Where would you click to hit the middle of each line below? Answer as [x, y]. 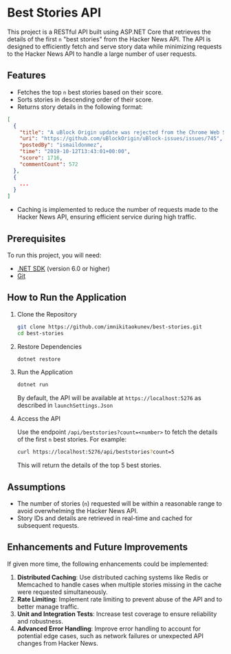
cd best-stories [40, 333]
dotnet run [33, 385]
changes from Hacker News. [57, 643]
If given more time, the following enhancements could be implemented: [108, 564]
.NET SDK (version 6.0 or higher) [64, 268]
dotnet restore [39, 359]
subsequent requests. [48, 525]
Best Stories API [54, 13]
